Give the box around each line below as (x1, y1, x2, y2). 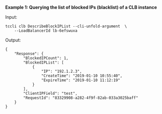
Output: (5, 37, 21, 43)
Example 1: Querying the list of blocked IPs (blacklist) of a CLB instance (5, 5, 157, 10)
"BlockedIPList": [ (23, 60, 64, 65)
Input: (5, 14, 18, 20)
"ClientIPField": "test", (23, 91, 78, 96)
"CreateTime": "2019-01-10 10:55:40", (41, 73, 123, 78)
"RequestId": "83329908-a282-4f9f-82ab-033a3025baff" (23, 95, 138, 100)
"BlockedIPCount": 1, (23, 55, 69, 61)
